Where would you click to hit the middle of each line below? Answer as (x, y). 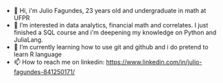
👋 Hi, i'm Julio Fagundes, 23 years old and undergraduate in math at (110, 11)
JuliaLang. (28, 40)
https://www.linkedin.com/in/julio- (154, 62)
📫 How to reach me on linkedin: (59, 62)
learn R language (37, 54)
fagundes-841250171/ (44, 72)
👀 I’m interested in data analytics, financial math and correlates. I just (111, 25)
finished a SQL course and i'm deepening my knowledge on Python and (115, 32)
